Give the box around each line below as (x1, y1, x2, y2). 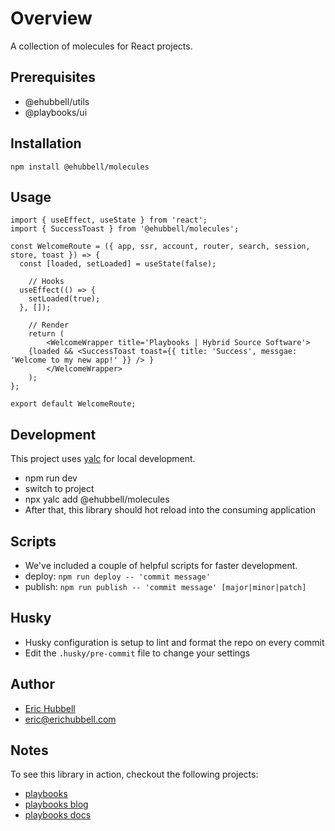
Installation (10, 135, 82, 152)
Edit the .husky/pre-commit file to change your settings (24, 647, 251, 659)
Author (10, 676, 55, 693)
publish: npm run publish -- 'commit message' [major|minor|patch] (24, 581, 307, 592)
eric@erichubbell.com (24, 713, 117, 725)
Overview (10, 7, 93, 30)
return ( (28, 329, 65, 339)
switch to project (24, 483, 95, 495)
